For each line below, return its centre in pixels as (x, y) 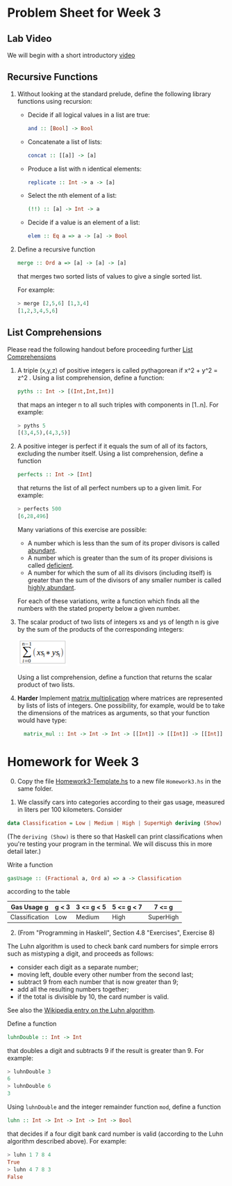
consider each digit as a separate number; (78, 967)
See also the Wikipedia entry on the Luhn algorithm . (81, 1010)
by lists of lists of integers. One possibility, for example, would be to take (121, 705)
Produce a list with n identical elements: (85, 169)
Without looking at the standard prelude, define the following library (114, 94)
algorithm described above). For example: (67, 1141)
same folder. (35, 788)
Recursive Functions (53, 77)
